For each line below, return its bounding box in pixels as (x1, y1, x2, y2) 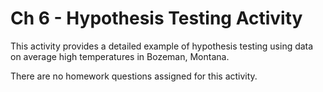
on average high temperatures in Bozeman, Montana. (10, 50, 230, 62)
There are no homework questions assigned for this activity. (10, 70, 258, 82)
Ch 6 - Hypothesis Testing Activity (10, 7, 303, 30)
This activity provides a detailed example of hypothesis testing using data (10, 40, 314, 52)
